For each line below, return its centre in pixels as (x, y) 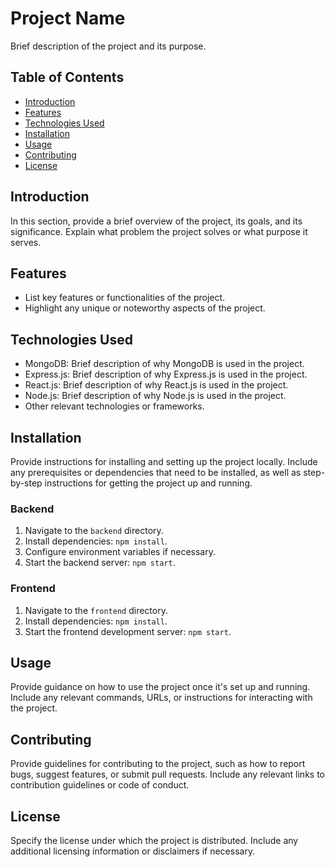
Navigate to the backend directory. (94, 531)
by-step (26, 483)
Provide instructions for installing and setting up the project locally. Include (164, 461)
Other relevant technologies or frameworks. (114, 406)
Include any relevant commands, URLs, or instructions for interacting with (161, 698)
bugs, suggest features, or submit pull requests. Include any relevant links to (167, 774)
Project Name (68, 18)
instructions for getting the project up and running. (148, 483)
